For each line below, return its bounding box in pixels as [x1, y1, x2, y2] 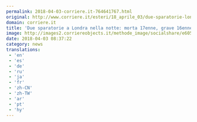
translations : [6, 47, 41, 53]
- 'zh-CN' [8, 85, 33, 91]
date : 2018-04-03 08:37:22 [6, 36, 72, 42]
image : [6, 30, 22, 36]
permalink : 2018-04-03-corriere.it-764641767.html [6, 8, 133, 15]
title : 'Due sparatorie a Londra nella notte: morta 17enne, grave [6, 25, 175, 31]
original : [6, 14, 30, 20]
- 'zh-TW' [8, 90, 33, 96]
